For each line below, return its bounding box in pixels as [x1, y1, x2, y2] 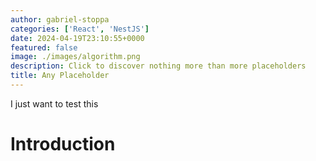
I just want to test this [10, 97, 99, 110]
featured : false [10, 42, 78, 53]
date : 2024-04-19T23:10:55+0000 [10, 33, 145, 43]
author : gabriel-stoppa [10, 14, 110, 25]
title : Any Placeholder [10, 71, 110, 81]
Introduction [10, 133, 116, 156]
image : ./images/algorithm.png [10, 52, 141, 62]
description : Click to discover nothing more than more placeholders [10, 61, 307, 71]
